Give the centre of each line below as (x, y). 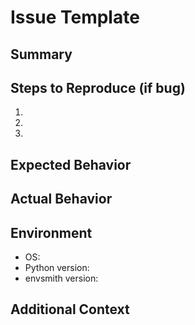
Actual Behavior (61, 199)
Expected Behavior (71, 164)
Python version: (57, 267)
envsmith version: (61, 278)
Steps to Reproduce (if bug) (98, 87)
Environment (51, 232)
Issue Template (75, 17)
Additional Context (70, 309)
